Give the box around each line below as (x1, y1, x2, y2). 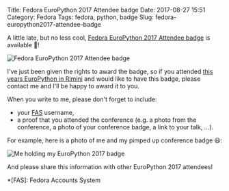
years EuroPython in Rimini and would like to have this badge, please (7, 75, 201, 83)
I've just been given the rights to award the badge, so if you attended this (7, 68, 213, 75)
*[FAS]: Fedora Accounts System (7, 176, 101, 184)
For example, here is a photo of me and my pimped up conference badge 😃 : (7, 136, 223, 144)
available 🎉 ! (7, 41, 40, 49)
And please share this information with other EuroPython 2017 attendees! (7, 163, 213, 170)
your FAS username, (16, 109, 75, 116)
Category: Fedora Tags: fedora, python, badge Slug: (7, 13, 154, 21)
